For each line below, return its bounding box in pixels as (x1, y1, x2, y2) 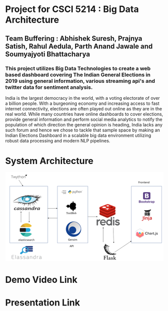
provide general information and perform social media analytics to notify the (5, 116, 162, 122)
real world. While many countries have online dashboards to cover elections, (5, 111, 163, 117)
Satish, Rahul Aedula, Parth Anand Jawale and (5, 42, 153, 51)
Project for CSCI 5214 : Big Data (5, 4, 139, 15)
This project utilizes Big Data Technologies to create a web (5, 65, 151, 72)
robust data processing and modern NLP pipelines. (5, 137, 110, 143)
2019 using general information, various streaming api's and (5, 77, 155, 84)
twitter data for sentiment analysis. (5, 84, 93, 91)
